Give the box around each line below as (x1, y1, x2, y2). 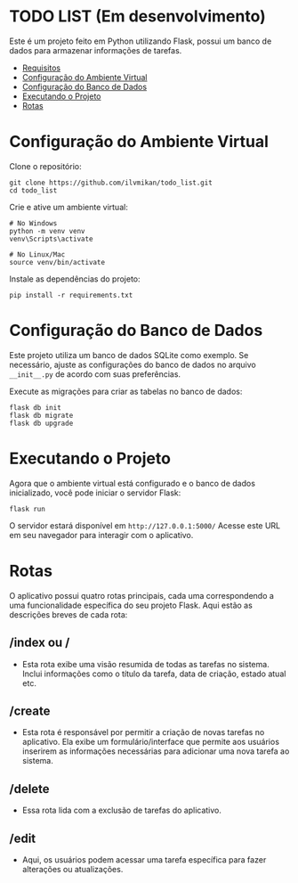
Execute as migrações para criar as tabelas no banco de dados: (9, 386, 243, 397)
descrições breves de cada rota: (9, 609, 128, 620)
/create (9, 703, 51, 718)
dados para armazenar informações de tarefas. (9, 45, 182, 55)
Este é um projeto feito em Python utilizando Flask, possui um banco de (9, 36, 272, 46)
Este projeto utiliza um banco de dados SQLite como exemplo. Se (9, 349, 249, 360)
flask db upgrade (9, 419, 74, 428)
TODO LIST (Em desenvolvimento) (9, 6, 267, 27)
